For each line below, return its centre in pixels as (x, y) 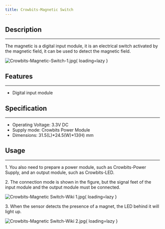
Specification (26, 108)
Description (23, 30)
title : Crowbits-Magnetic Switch (39, 10)
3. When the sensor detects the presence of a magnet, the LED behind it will (82, 206)
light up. (14, 211)
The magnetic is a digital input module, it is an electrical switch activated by (82, 46)
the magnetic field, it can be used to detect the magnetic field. (68, 51)
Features (19, 76)
